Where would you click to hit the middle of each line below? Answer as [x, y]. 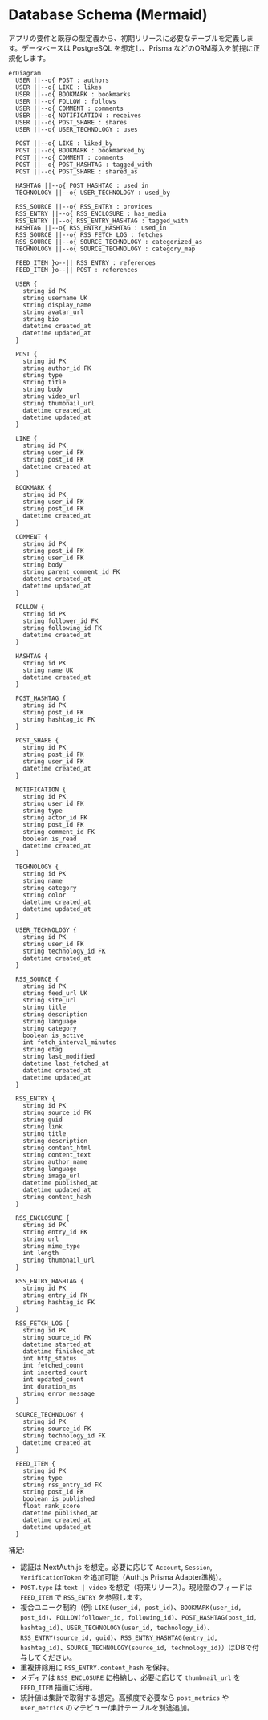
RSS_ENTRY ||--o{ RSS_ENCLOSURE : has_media [91, 213]
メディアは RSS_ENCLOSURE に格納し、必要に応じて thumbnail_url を [130, 1677]
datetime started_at [57, 1344]
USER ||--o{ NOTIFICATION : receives [79, 115]
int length [41, 1253]
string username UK [55, 298]
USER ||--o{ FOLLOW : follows [66, 101]
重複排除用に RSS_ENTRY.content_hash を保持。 [97, 1667]
